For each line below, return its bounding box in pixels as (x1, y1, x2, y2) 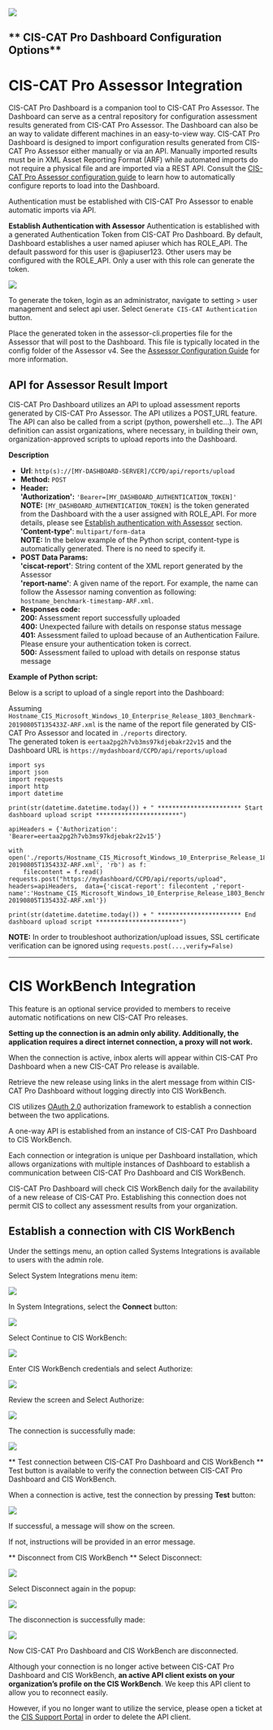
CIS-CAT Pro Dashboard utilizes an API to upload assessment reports (8, 400, 240, 410)
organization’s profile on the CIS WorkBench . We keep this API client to (8, 1679, 251, 1688)
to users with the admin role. (8, 1254, 104, 1264)
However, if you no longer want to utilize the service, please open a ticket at (8, 1703, 262, 1713)
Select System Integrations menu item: (8, 1271, 138, 1280)
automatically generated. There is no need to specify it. (19, 544, 206, 554)
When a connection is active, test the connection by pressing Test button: (8, 1490, 256, 1499)
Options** (8, 43, 62, 57)
